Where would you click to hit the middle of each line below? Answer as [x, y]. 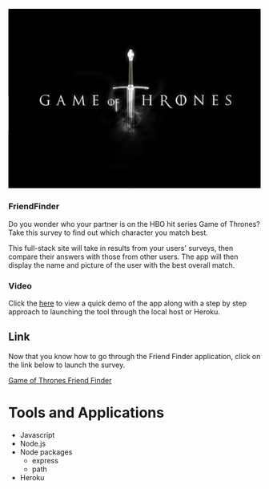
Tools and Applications [86, 413]
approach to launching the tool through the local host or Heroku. [114, 312]
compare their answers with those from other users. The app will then [123, 257]
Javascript [37, 434]
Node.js [33, 443]
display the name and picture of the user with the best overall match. [122, 265]
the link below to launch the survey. [67, 365]
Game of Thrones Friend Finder [60, 380]
